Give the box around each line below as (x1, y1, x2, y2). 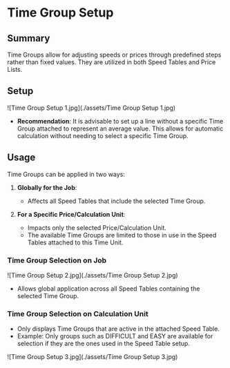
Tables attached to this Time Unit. (27, 238, 124, 246)
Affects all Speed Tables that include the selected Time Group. (27, 197, 206, 205)
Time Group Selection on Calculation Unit (7, 309, 148, 318)
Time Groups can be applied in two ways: (7, 170, 126, 178)
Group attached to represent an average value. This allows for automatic (17, 124, 224, 133)
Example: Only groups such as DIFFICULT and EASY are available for (17, 332, 213, 340)
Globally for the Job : (17, 183, 77, 191)
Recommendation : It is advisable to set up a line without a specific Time (17, 117, 224, 125)
